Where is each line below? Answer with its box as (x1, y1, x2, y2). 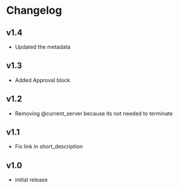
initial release (14, 176, 48, 183)
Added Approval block (14, 76, 71, 84)
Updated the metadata (14, 43, 71, 50)
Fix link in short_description (14, 143, 83, 150)
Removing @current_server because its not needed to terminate (14, 110, 173, 117)
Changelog (6, 4, 62, 17)
